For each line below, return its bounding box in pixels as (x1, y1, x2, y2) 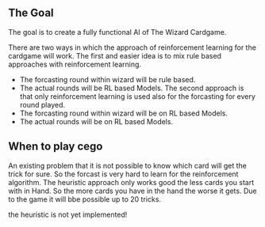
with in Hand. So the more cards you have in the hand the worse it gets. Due (8, 186, 257, 195)
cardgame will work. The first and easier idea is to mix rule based (8, 51, 222, 60)
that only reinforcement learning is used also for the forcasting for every (19, 91, 255, 101)
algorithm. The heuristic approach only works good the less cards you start (8, 177, 255, 187)
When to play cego (8, 140, 103, 153)
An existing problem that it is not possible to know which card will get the (8, 161, 248, 170)
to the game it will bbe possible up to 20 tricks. (8, 194, 161, 204)
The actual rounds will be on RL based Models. (19, 116, 173, 126)
